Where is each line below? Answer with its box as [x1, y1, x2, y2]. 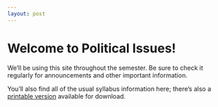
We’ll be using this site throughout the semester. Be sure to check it [7, 64, 203, 72]
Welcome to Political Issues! [7, 40, 176, 56]
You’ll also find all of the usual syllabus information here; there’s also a [7, 85, 212, 93]
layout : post [7, 10, 46, 17]
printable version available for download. [7, 92, 126, 100]
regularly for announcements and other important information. [7, 71, 188, 79]
